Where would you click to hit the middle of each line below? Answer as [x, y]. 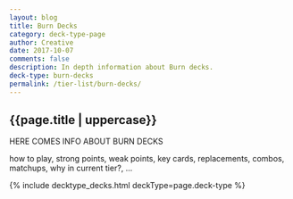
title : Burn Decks [43, 26]
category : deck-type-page [57, 34]
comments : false [39, 59]
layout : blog [33, 17]
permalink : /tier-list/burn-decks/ [75, 84]
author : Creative [42, 42]
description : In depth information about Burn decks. [112, 68]
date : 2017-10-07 [42, 51]
